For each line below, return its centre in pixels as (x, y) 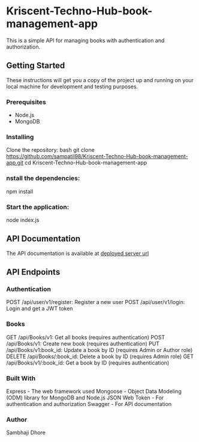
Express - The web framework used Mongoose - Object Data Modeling (94, 392)
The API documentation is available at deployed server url (78, 253)
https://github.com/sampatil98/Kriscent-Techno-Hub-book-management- (97, 157)
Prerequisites (26, 102)
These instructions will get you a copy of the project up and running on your (100, 80)
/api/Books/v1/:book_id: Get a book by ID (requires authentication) (88, 363)
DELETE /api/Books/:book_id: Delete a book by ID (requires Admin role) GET (100, 356)
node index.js (23, 220)
